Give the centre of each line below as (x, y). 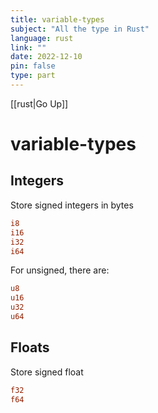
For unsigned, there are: (60, 270)
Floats (30, 347)
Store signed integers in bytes (72, 205)
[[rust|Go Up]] (39, 103)
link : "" (28, 47)
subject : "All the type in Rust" (80, 29)
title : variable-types (57, 19)
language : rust (42, 38)
